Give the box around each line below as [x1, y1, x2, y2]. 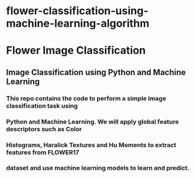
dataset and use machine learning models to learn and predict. [6, 164, 190, 172]
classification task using [6, 102, 78, 110]
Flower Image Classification [6, 44, 146, 57]
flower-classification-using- [6, 4, 149, 18]
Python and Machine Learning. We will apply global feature [6, 117, 179, 125]
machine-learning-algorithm [6, 17, 149, 30]
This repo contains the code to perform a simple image [6, 94, 167, 102]
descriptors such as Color [6, 125, 82, 133]
